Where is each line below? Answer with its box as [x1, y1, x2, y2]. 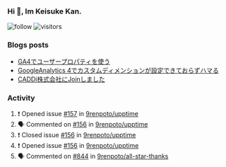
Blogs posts [7, 40, 49, 50]
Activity [7, 93, 35, 103]
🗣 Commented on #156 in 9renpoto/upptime [17, 120, 148, 128]
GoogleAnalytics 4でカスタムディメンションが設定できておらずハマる [17, 66, 219, 74]
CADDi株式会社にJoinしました [17, 74, 106, 83]
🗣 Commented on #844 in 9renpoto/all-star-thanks [17, 151, 169, 160]
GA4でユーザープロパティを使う [17, 57, 111, 66]
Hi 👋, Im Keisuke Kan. [7, 6, 82, 16]
